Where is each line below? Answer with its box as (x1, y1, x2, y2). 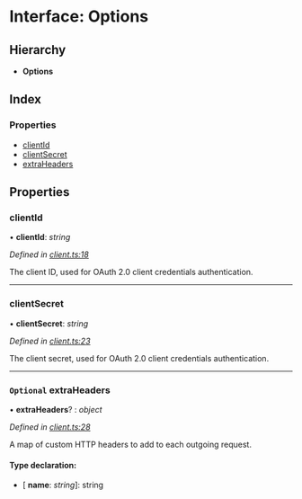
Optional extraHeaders (9, 384, 111, 397)
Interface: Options (9, 6, 149, 27)
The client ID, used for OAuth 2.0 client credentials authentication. (9, 267, 253, 278)
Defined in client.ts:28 (9, 421, 92, 432)
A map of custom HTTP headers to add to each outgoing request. (9, 439, 252, 450)
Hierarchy (9, 42, 67, 58)
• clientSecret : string (9, 317, 89, 329)
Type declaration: (9, 459, 77, 470)
